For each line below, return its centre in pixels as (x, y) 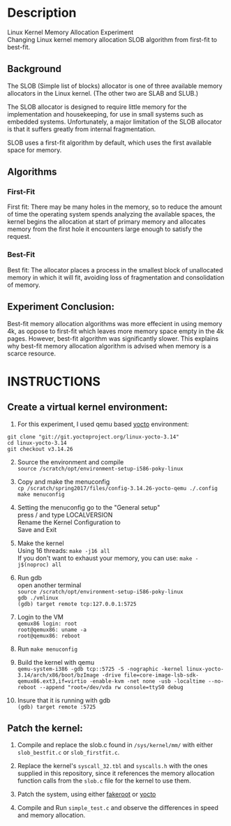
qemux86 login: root (47, 624)
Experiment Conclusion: (61, 307)
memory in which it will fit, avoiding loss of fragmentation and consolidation (116, 277)
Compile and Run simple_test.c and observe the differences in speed (118, 808)
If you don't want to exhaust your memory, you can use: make (105, 558)
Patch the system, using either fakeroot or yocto (87, 795)
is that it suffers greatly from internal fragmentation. (82, 129)
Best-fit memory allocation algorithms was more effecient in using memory (115, 323)
